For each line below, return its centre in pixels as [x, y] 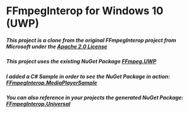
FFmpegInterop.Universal [38, 104]
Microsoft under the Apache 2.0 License [57, 46]
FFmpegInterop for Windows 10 [85, 11]
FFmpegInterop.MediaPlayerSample [52, 83]
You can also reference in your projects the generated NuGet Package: [95, 97]
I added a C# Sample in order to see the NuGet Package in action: [88, 76]
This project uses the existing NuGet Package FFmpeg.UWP [81, 62]
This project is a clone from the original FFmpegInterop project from [91, 40]
